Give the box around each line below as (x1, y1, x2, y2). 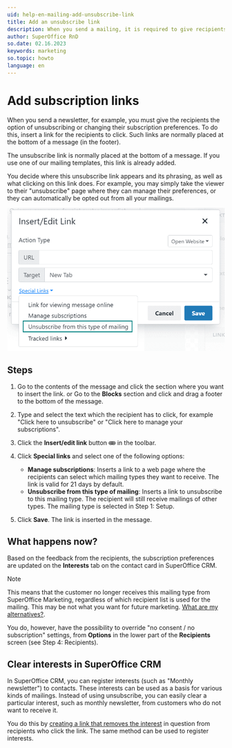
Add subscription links (7, 93, 139, 109)
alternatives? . (7, 610, 46, 619)
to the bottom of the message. (17, 398, 104, 406)
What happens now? (7, 536, 98, 548)
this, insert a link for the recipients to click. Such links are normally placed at (7, 130, 224, 138)
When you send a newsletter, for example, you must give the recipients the (7, 115, 220, 124)
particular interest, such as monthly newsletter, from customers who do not (7, 699, 221, 707)
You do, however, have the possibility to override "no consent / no (7, 624, 195, 632)
